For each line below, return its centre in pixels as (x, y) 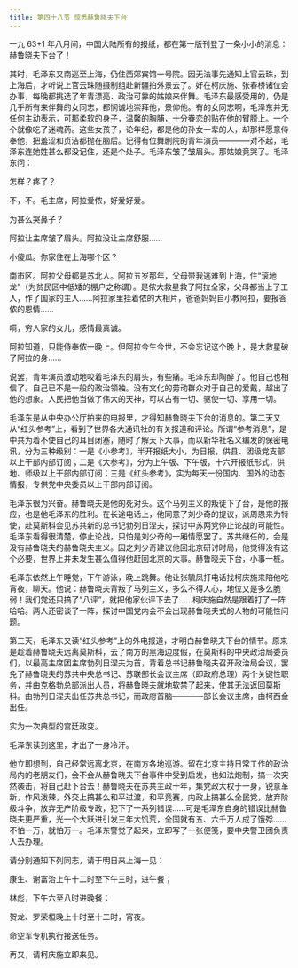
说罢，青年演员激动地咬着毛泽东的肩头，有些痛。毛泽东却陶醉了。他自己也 (145, 376)
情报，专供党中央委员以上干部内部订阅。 (83, 484)
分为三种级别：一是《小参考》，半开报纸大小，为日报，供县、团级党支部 (155, 451)
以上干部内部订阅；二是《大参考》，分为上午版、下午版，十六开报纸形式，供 (147, 461)
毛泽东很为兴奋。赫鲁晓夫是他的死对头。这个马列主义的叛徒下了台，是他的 (145, 503)
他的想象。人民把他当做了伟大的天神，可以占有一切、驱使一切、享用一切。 (145, 398)
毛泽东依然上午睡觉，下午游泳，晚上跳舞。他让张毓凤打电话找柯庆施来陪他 (145, 577)
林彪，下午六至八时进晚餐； (60, 898)
